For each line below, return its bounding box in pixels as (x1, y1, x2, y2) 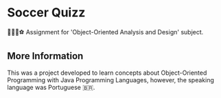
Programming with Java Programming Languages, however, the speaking (7, 75, 215, 84)
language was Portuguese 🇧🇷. (7, 83, 95, 91)
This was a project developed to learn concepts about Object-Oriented (7, 69, 207, 77)
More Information (7, 50, 84, 62)
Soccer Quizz (7, 5, 86, 21)
